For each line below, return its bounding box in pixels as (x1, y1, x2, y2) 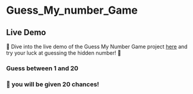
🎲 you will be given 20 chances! (6, 80, 100, 88)
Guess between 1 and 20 (6, 64, 79, 72)
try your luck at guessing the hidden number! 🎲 (6, 49, 122, 57)
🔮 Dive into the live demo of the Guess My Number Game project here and (6, 43, 188, 50)
